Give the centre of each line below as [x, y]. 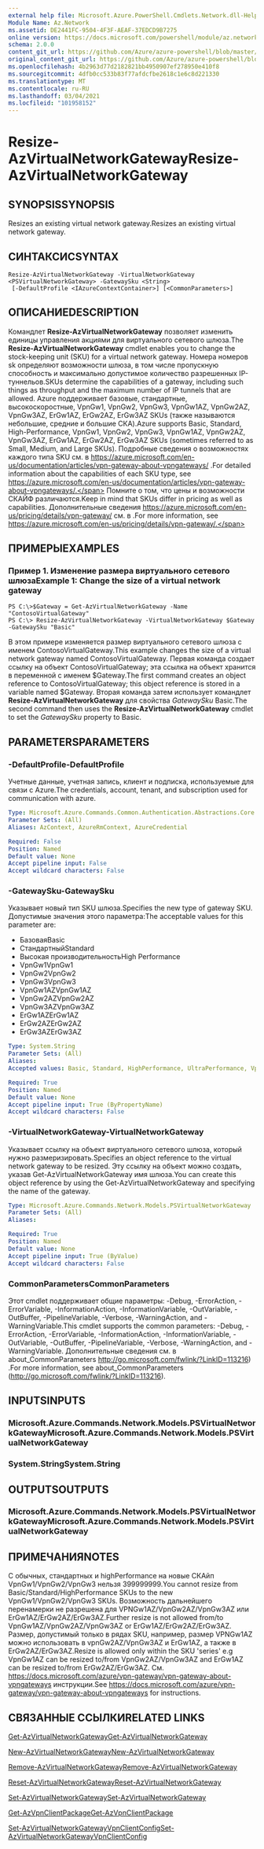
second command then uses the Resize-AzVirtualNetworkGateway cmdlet [131, 709]
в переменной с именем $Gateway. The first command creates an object [127, 675]
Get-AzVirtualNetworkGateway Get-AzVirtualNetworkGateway [108, 1736]
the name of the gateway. [49, 1191]
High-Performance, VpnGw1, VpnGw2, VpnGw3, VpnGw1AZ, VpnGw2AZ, [127, 432]
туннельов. [27, 382]
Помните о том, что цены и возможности [176, 490]
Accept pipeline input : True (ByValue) [73, 1256]
